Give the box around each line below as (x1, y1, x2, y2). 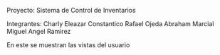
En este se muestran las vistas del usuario (6, 41, 130, 49)
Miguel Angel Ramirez (6, 28, 71, 35)
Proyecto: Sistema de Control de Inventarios (6, 6, 136, 14)
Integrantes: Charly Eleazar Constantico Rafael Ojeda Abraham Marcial (6, 20, 214, 28)
